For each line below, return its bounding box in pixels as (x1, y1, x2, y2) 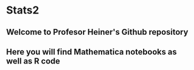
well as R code (6, 56, 61, 66)
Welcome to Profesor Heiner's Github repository (6, 27, 189, 37)
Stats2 (6, 4, 40, 17)
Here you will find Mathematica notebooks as (6, 46, 177, 56)
